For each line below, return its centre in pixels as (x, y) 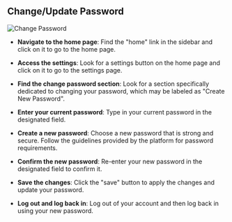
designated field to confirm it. (60, 169)
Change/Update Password (65, 12)
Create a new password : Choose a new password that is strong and (115, 133)
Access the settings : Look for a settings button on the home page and (119, 63)
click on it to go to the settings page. (70, 70)
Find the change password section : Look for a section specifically (113, 84)
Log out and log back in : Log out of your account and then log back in (118, 203)
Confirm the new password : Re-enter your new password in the (110, 161)
